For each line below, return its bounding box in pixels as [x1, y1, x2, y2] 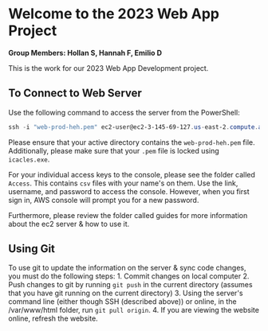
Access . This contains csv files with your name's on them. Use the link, [8, 178, 238, 188]
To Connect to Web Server [8, 87, 142, 100]
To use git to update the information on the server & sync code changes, [8, 263, 246, 273]
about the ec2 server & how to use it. [8, 219, 130, 228]
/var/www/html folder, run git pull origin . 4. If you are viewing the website [8, 306, 259, 315]
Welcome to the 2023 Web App [8, 5, 219, 23]
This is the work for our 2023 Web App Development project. [8, 63, 209, 72]
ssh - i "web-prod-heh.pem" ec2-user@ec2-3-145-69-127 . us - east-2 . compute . [8, 123, 259, 131]
